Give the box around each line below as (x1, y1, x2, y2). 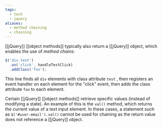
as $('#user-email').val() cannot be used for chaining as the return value (5, 111, 156, 117)
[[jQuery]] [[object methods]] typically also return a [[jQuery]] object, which (5, 43, 158, 49)
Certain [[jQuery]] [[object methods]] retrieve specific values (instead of (5, 96, 150, 102)
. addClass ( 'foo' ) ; (9, 67, 47, 72)
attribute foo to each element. (5, 86, 65, 92)
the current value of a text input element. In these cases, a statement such (5, 106, 155, 112)
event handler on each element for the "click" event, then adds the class (5, 81, 150, 87)
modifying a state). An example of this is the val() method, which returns (5, 101, 152, 106)
